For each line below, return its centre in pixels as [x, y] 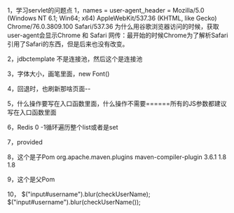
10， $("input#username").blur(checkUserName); [79, 194]
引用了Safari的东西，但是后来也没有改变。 [68, 44]
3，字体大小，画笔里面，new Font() [58, 74]
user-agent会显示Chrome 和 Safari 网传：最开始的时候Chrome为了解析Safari [118, 35]
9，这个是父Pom [31, 179]
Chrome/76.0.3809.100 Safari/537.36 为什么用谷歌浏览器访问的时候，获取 [113, 26]
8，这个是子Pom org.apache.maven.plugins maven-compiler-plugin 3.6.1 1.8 [117, 157]
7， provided [25, 142]
